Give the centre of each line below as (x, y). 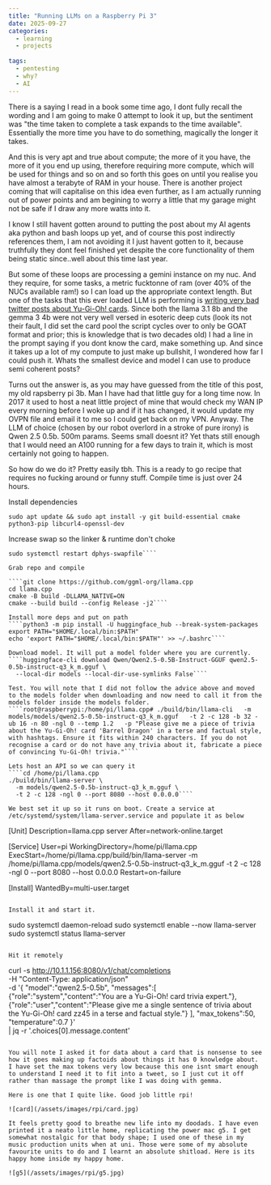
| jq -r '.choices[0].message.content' (70, 1030)
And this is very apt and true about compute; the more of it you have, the (129, 157)
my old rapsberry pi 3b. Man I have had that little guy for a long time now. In (134, 393)
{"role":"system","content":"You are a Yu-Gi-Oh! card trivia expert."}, (123, 996)
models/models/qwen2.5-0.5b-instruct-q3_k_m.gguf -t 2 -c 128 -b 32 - (133, 716)
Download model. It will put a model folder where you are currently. (130, 652)
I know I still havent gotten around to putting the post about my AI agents (129, 224)
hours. (19, 486)
